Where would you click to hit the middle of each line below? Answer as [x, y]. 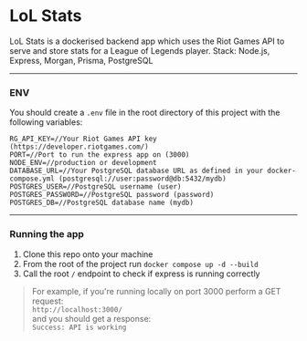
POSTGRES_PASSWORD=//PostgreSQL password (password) [112, 195]
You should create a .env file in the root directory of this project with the [145, 113]
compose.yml [32, 179]
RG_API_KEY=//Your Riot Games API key [83, 139]
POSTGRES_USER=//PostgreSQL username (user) [95, 187]
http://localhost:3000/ [77, 310]
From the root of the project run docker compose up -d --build [140, 263]
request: [48, 301]
